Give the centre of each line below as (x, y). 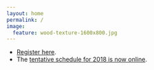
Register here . (36, 52)
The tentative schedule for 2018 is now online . (81, 60)
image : (16, 26)
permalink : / (25, 20)
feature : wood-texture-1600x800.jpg (65, 33)
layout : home (25, 13)
